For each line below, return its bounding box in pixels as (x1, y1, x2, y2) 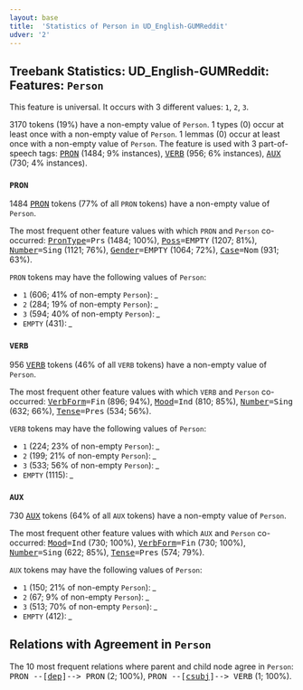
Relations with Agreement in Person (9, 637, 212, 652)
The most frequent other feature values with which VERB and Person (9, 386, 260, 397)
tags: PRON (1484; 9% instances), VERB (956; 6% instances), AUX (39, 148, 281, 159)
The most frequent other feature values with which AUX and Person (9, 528, 256, 539)
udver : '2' (9, 30, 51, 39)
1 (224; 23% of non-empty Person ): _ (22, 440, 160, 451)
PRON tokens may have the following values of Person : (9, 272, 206, 283)
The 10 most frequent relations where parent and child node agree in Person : (9, 661, 294, 672)
